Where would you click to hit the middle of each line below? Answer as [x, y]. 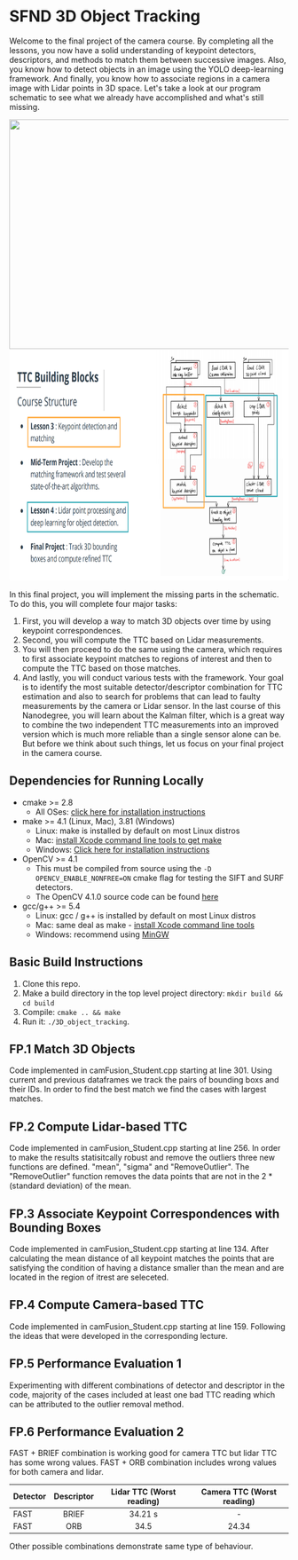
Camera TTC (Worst [239, 1492]
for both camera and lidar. [56, 1472]
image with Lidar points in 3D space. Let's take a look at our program [135, 88]
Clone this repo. [51, 983]
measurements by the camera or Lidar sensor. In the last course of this [151, 705]
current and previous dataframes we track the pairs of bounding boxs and [144, 1080]
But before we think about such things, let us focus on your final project [153, 744]
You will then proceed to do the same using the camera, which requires [152, 649]
